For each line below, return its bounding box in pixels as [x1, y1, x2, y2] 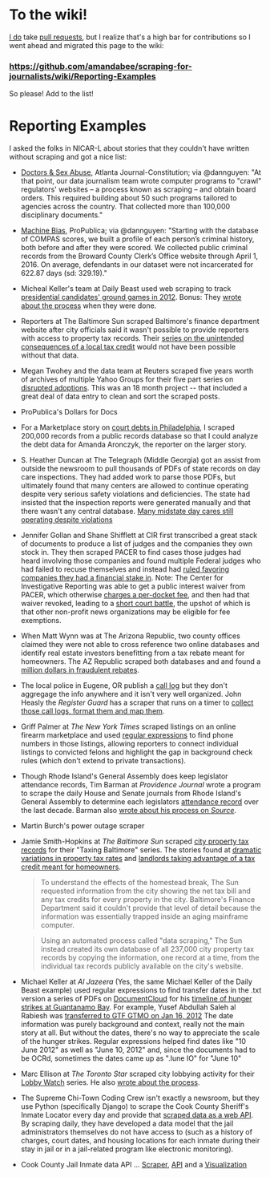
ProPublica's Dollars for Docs [20, 407, 119, 417]
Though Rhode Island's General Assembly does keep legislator [20, 771, 228, 781]
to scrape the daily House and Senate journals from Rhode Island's [20, 788, 242, 799]
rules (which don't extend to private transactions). [20, 756, 187, 766]
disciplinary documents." [20, 210, 103, 220]
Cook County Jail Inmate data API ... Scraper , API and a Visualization [20, 1160, 248, 1170]
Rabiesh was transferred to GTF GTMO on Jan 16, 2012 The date [20, 1011, 234, 1021]
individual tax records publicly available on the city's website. [40, 961, 244, 971]
